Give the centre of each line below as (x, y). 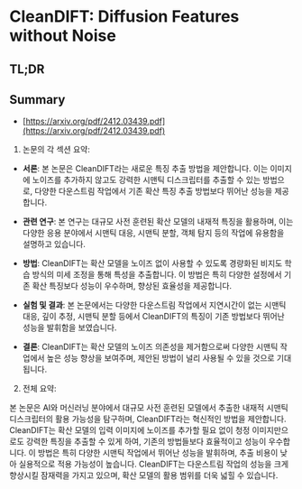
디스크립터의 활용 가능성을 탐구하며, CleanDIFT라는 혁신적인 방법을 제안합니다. (148, 419)
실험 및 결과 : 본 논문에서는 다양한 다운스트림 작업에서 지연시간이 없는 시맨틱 (154, 305)
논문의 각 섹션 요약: (56, 150)
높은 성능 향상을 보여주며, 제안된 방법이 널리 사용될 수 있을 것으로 (160, 358)
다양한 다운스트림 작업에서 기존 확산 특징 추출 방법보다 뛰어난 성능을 (154, 191)
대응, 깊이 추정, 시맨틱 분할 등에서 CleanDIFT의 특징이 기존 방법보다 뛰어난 (154, 317)
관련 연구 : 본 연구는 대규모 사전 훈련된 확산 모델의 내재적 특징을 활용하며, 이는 (158, 222)
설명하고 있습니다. (54, 244)
